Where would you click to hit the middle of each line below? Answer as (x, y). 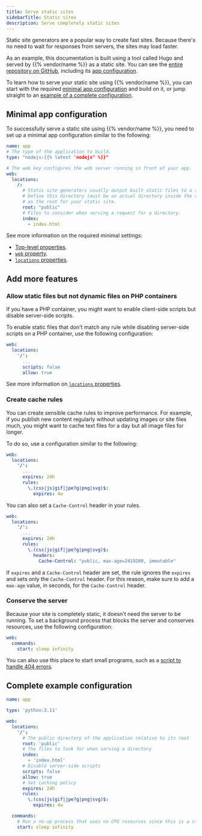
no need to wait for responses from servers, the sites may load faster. (92, 46)
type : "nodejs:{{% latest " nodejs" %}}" (58, 157)
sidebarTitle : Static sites (41, 17)
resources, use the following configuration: (60, 627)
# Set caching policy (49, 782)
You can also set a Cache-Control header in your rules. (74, 505)
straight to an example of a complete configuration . (70, 95)
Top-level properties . (41, 247)
